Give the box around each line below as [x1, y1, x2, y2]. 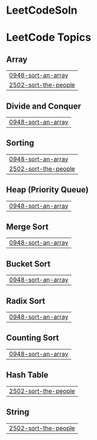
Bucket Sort [6, 259, 51, 269]
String [6, 407, 30, 417]
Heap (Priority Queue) [6, 185, 89, 195]
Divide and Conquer [6, 101, 82, 111]
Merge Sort [6, 222, 49, 232]
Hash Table [6, 370, 48, 380]
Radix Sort [6, 296, 46, 306]
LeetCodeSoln [6, 4, 78, 17]
